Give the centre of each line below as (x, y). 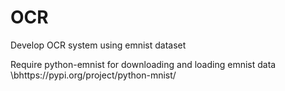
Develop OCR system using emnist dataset (98, 45)
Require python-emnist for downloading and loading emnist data (143, 64)
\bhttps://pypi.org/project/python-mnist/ (93, 75)
